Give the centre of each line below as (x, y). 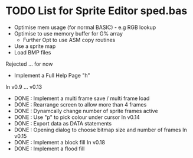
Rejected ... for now (29, 64)
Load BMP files (32, 52)
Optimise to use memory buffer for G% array (68, 33)
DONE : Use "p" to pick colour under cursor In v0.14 (77, 117)
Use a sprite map (35, 46)
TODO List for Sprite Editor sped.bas (97, 11)
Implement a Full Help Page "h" (52, 75)
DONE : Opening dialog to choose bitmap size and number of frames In (100, 130)
